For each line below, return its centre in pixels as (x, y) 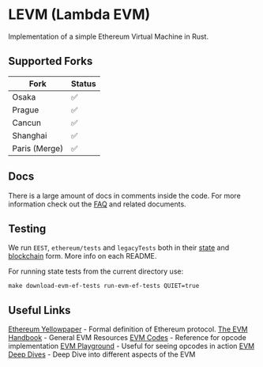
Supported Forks (51, 61)
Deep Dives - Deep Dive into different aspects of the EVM (102, 354)
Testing (27, 228)
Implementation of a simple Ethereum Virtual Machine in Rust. (109, 36)
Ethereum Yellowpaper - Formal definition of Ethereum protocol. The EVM (128, 329)
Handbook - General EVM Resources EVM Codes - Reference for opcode (127, 338)
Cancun (27, 123)
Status (83, 83)
